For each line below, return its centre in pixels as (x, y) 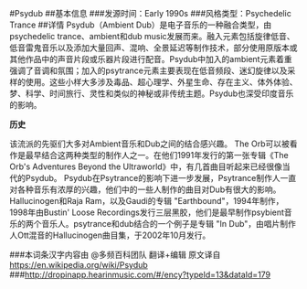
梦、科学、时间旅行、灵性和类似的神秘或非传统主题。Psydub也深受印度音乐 (152, 93)
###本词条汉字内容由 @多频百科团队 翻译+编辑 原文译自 (115, 255)
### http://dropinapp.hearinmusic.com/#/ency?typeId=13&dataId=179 (140, 274)
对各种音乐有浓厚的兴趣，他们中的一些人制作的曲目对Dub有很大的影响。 (145, 189)
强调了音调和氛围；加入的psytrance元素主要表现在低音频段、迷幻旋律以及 (148, 70)
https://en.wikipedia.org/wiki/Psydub (79, 265)
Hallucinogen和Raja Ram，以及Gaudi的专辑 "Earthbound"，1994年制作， (147, 201)
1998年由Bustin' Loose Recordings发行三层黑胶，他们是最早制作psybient (147, 212)
